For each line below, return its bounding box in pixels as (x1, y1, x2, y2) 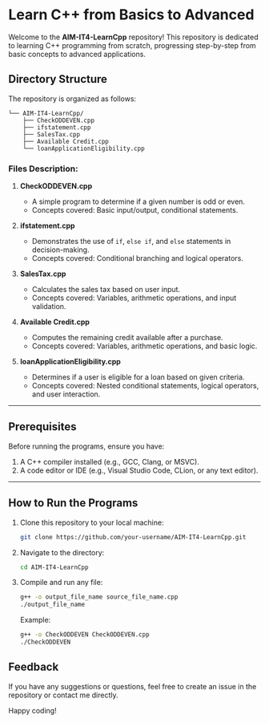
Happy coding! (8, 705, 58, 715)
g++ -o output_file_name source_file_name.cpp (19, 593, 179, 601)
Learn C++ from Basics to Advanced (8, 6, 255, 24)
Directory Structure (8, 72, 108, 86)
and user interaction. (31, 389, 101, 399)
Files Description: (8, 163, 78, 174)
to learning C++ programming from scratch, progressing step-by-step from (8, 40, 256, 50)
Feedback (8, 660, 59, 674)
